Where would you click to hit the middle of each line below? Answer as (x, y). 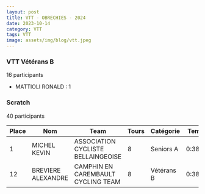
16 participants (25, 75)
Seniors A (164, 149)
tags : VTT (19, 35)
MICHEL (43, 145)
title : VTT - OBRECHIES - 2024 (46, 18)
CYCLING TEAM (97, 182)
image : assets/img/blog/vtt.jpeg (49, 40)
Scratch (18, 102)
